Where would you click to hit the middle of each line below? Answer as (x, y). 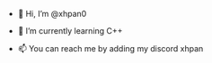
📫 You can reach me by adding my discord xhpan (110, 48)
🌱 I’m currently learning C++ (70, 31)
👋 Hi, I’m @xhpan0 (52, 14)
